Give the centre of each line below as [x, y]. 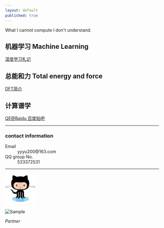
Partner [13, 221]
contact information [29, 136]
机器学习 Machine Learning [47, 46]
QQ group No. [19, 157]
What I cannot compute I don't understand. [48, 30]
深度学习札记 [18, 59]
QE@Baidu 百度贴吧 [25, 118]
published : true [21, 15]
